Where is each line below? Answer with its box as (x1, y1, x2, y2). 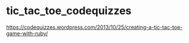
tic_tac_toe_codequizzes (6, 4, 132, 18)
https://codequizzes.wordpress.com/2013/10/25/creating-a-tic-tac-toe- (6, 24, 183, 31)
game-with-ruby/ (6, 29, 48, 37)
